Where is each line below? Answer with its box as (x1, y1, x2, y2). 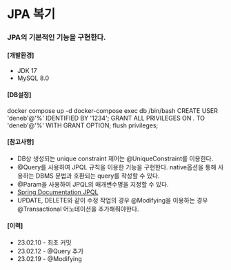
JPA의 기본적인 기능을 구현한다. (7, 32, 106, 42)
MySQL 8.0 (17, 74, 50, 83)
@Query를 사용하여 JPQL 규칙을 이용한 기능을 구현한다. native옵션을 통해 (17, 163, 217, 171)
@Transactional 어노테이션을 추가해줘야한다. (17, 205, 139, 213)
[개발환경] (7, 51, 34, 59)
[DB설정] (7, 90, 32, 98)
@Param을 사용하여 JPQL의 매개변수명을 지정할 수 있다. (17, 180, 169, 188)
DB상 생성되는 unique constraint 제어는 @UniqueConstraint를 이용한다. (17, 154, 214, 163)
